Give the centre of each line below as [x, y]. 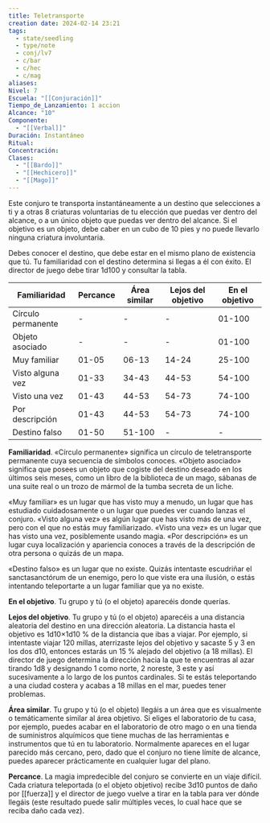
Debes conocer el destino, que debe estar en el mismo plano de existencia [132, 253]
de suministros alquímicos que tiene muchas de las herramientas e [119, 735]
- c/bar [29, 61]
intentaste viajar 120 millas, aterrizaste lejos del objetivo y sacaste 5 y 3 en [132, 642]
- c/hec [29, 68]
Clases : [21, 158]
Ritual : [21, 143]
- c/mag [29, 76]
